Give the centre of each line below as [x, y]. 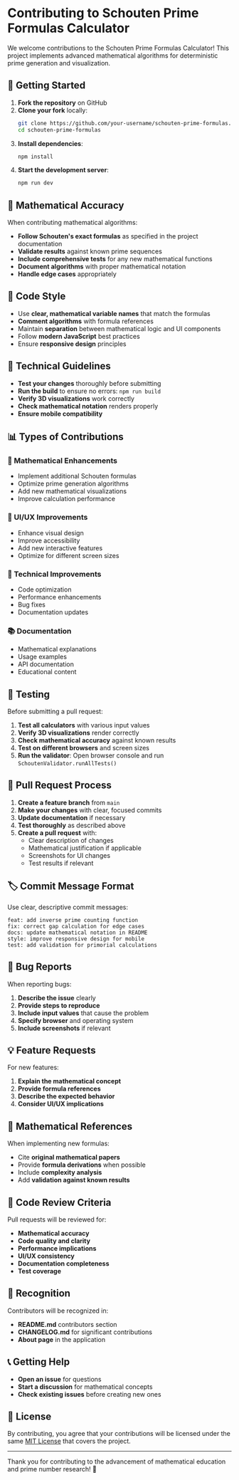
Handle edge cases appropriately [67, 274]
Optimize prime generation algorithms [73, 484]
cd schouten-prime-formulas [59, 130]
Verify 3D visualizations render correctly [79, 733]
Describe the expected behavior [66, 1096]
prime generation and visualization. [59, 63]
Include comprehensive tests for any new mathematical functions [115, 259]
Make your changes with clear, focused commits [90, 810]
